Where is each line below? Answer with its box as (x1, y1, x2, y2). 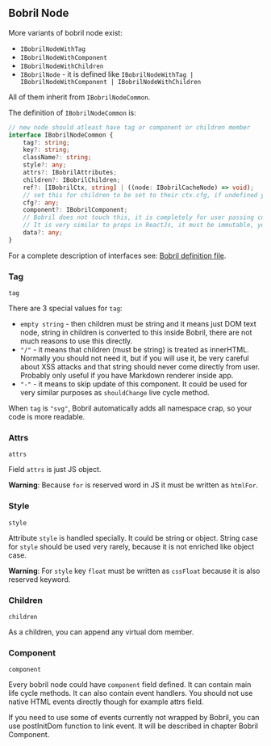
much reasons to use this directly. (19, 336, 133, 346)
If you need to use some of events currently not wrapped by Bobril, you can (8, 713, 260, 723)
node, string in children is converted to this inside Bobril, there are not (19, 327, 252, 338)
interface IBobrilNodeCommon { (8, 131, 114, 139)
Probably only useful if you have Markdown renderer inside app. (19, 371, 234, 381)
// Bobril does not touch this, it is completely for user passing (23, 213, 254, 221)
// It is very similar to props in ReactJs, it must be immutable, (23, 221, 254, 230)
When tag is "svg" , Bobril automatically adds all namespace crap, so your (8, 403, 252, 413)
